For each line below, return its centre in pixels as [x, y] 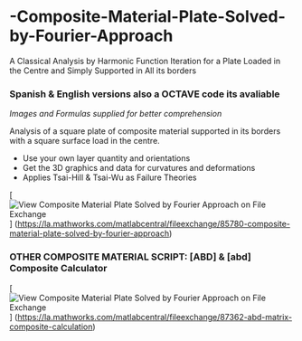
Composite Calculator [58, 269]
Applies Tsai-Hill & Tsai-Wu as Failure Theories [109, 177]
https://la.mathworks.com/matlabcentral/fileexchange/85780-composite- [154, 224]
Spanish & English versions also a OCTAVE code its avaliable [145, 94]
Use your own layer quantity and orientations [106, 158]
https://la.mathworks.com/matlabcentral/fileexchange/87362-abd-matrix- [155, 317]
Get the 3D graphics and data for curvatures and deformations [139, 168]
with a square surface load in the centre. [85, 141]
